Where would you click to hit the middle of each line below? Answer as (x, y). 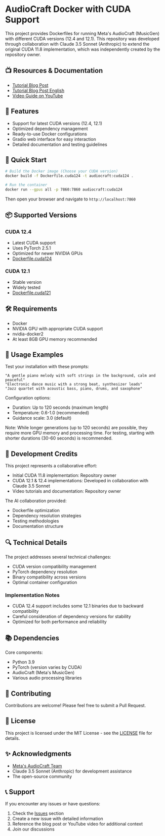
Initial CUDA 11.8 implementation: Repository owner (64, 475)
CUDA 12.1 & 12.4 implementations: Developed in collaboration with (80, 481)
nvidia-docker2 (28, 334)
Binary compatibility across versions (49, 577)
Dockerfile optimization (36, 511)
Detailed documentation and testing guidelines (60, 144)
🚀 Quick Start (26, 160)
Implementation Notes (33, 595)
